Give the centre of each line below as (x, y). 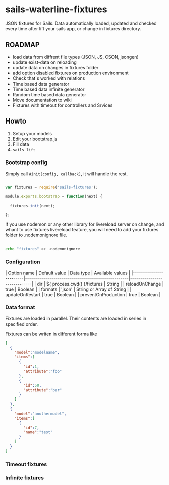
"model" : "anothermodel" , (40, 414)
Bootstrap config (26, 163)
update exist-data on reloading (44, 62)
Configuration (23, 262)
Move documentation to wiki (42, 100)
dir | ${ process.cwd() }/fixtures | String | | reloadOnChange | (100, 284)
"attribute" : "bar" (43, 390)
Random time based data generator (49, 94)
